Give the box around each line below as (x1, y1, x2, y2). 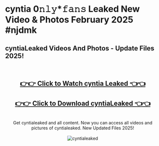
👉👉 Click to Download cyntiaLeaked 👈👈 (15, 99, 151, 107)
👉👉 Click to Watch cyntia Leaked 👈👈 (20, 79, 146, 88)
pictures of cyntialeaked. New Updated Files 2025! (31, 125, 134, 131)
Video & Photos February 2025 (5, 14, 134, 25)
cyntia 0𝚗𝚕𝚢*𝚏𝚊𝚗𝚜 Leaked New (5, 3, 140, 15)
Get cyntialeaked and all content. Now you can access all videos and (13, 120, 153, 126)
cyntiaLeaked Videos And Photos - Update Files (5, 44, 155, 52)
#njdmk (5, 24, 37, 36)
